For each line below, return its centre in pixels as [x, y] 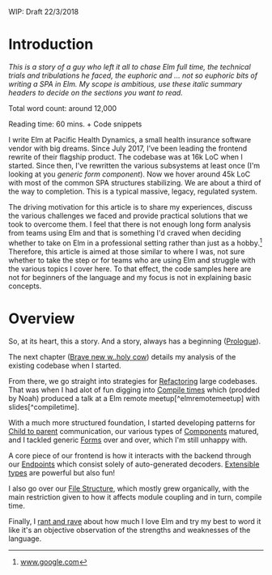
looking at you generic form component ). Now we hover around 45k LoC [130, 174]
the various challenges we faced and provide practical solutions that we [128, 215]
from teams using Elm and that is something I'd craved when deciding [125, 232]
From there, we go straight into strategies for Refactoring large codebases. [133, 381]
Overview [42, 318]
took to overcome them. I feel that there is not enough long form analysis [130, 224]
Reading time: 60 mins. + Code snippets [75, 124]
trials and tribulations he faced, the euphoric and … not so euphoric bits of [133, 75]
